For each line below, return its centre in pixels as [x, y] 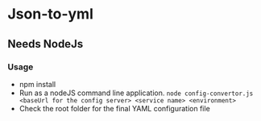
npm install [37, 84]
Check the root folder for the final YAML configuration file [114, 108]
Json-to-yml [50, 14]
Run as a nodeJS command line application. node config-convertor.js [136, 93]
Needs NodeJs [46, 44]
